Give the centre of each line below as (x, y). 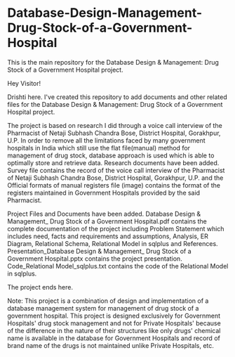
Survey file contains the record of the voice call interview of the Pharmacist (116, 170)
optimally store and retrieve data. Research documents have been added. (113, 162)
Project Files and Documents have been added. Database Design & (104, 214)
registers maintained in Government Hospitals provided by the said (104, 193)
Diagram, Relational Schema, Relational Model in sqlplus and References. (113, 243)
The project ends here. (40, 287)
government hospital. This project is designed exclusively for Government (114, 316)
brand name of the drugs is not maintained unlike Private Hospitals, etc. (110, 345)
